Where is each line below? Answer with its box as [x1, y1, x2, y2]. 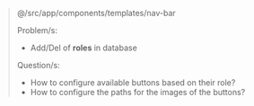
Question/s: [16, 60, 60, 70]
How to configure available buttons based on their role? [30, 77, 236, 88]
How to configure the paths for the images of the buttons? [30, 87, 246, 97]
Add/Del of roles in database [30, 42, 138, 53]
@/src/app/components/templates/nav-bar [16, 8, 176, 18]
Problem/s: [16, 25, 58, 35]
